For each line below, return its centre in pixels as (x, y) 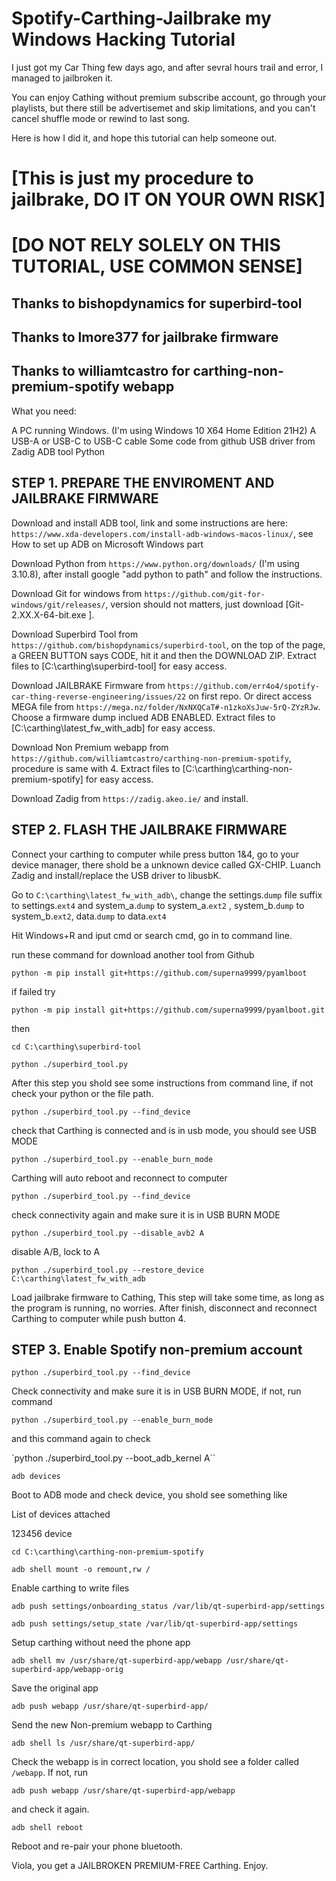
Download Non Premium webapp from (90, 747)
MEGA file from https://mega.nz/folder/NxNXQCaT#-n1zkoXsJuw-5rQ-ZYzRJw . (166, 706)
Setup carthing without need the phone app (101, 1643)
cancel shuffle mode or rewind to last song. (101, 118)
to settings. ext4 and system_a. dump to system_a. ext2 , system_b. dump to (158, 905)
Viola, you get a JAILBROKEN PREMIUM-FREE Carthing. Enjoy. (140, 1866)
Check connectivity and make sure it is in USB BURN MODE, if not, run (156, 1391)
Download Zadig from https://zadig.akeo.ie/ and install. (130, 798)
